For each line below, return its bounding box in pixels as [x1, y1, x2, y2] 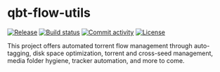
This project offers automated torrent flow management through [7, 41, 193, 50]
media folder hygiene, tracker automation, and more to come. [7, 56, 185, 64]
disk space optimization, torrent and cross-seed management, [32, 49, 213, 57]
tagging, [7, 49, 32, 57]
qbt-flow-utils [7, 5, 91, 21]
